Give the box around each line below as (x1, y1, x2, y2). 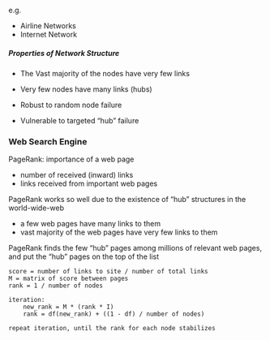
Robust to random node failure (19, 100, 122, 110)
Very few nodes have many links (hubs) (19, 84, 152, 94)
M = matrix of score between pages (8, 274, 129, 283)
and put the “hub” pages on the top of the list (8, 252, 160, 261)
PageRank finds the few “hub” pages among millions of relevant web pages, (8, 243, 262, 253)
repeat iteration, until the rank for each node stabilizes (8, 325, 216, 333)
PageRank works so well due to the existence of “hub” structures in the (8, 195, 246, 204)
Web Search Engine (8, 136, 88, 147)
